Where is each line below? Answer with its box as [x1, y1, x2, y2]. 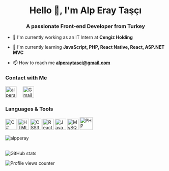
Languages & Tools [5, 105, 53, 112]
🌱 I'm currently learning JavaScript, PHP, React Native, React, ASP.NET [12, 44, 165, 50]
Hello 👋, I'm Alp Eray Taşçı [29, 5, 142, 16]
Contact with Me [5, 74, 47, 81]
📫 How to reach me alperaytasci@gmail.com [12, 60, 110, 66]
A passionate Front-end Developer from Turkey [26, 23, 145, 30]
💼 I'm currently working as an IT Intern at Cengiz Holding [12, 34, 133, 40]
